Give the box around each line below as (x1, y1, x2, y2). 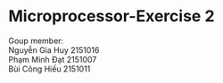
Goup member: (8, 35, 64, 46)
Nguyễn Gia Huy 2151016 (8, 44, 100, 55)
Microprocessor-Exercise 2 (8, 6, 215, 26)
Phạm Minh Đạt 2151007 (8, 54, 97, 64)
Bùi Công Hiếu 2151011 (8, 64, 91, 74)
